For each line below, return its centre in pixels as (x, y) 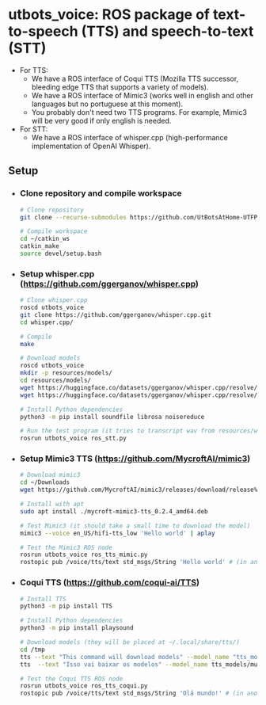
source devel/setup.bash (61, 253)
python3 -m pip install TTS (66, 606)
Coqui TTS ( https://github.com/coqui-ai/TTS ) (110, 582)
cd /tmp (32, 650)
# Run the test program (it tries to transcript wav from (117, 431)
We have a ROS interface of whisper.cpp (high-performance (129, 137)
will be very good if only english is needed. (101, 120)
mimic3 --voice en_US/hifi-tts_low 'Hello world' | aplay (117, 533)
